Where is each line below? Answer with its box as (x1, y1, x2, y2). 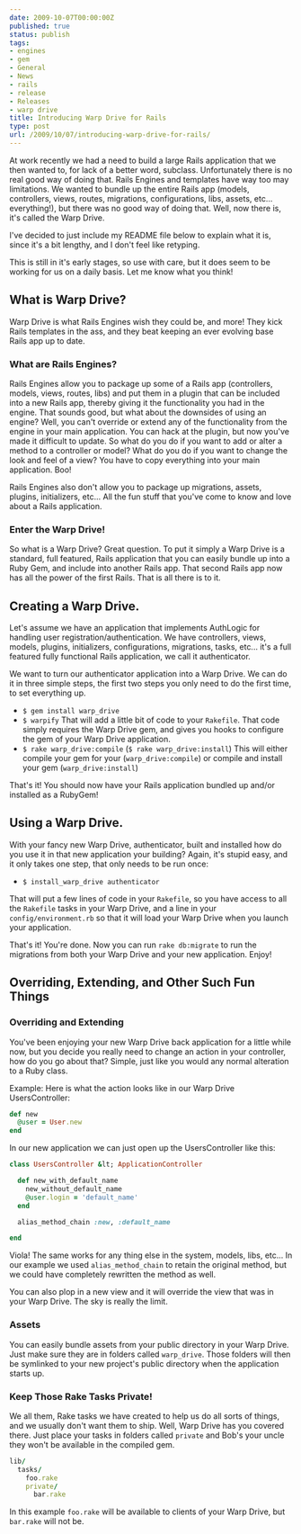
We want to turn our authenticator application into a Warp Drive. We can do (9, 668, 288, 679)
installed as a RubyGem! (9, 789, 99, 801)
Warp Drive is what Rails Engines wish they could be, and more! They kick (9, 316, 283, 327)
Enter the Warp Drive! (9, 523, 106, 535)
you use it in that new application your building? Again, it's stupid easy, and (9, 848, 288, 859)
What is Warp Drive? (9, 292, 127, 308)
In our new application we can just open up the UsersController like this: (9, 1143, 276, 1153)
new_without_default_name (25, 1184, 123, 1193)
